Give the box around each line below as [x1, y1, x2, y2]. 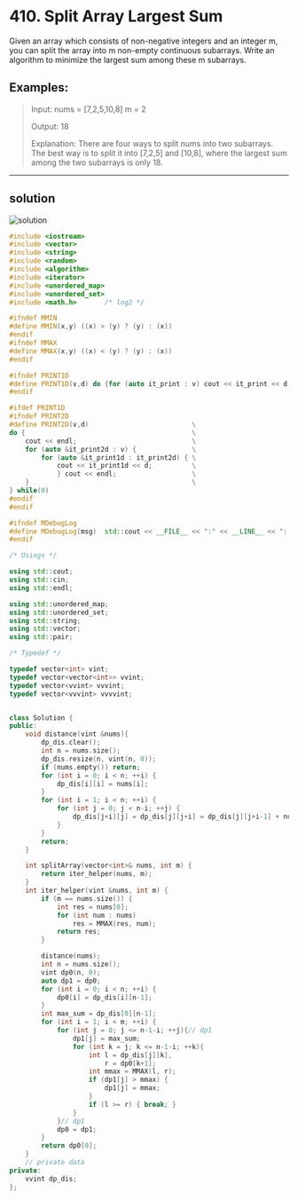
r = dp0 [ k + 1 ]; [104, 1059, 157, 1068]
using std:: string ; [9, 616, 82, 625]
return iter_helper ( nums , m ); [41, 870, 153, 879]
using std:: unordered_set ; [9, 608, 109, 617]
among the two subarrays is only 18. [30, 157, 163, 168]
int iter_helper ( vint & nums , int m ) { [25, 886, 169, 896]
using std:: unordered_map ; [9, 599, 109, 609]
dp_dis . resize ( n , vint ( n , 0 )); [41, 754, 157, 763]
